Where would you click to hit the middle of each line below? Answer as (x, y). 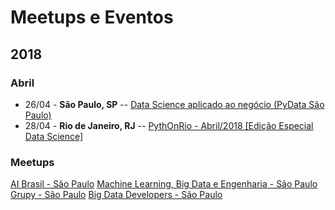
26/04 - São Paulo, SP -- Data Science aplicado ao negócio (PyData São (174, 104)
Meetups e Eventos (92, 17)
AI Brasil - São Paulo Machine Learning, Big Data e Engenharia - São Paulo (164, 184)
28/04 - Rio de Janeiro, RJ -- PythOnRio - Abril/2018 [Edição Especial (169, 125)
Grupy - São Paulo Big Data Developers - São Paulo (116, 195)
